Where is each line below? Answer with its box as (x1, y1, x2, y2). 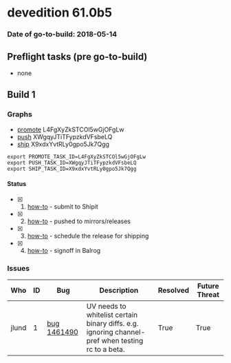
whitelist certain (86, 310, 138, 320)
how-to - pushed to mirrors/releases (27, 217, 131, 225)
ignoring (86, 327, 113, 337)
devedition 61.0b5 (7, 5, 112, 21)
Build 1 (7, 89, 36, 101)
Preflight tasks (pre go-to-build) (7, 50, 148, 63)
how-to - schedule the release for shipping (27, 231, 149, 240)
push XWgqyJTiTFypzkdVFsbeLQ (16, 132, 113, 141)
